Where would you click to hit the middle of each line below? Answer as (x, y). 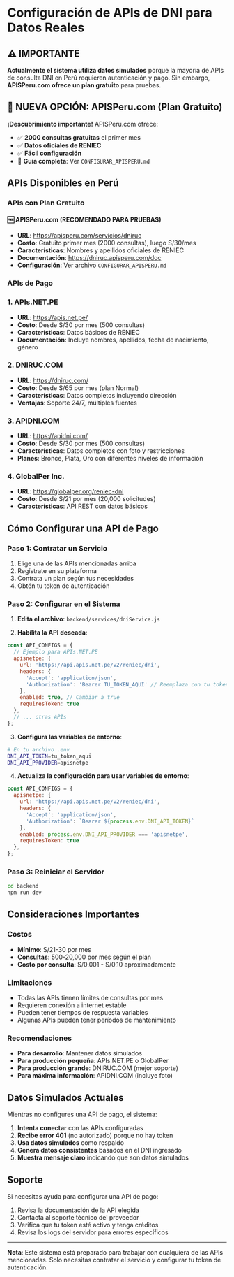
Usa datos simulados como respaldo (70, 1143)
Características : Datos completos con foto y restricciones (101, 451)
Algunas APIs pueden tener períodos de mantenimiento (96, 1020)
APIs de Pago (30, 283)
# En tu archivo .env (39, 749)
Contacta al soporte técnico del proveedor (78, 1217)
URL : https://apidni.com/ (53, 436)
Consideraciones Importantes (73, 915)
